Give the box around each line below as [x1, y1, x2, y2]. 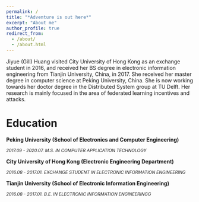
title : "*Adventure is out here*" [6, 14, 92, 20]
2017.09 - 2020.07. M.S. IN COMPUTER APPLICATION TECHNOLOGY [6, 148, 147, 153]
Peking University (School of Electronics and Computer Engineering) [6, 136, 179, 143]
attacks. [6, 95, 26, 102]
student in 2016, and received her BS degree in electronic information [6, 64, 176, 71]
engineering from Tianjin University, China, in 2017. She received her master [6, 70, 192, 78]
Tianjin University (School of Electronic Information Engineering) [6, 179, 169, 187]
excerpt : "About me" [6, 20, 58, 25]
